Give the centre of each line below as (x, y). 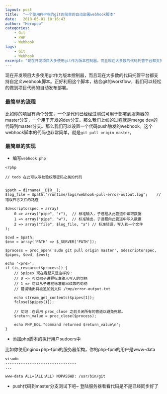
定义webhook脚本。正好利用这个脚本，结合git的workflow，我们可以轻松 (87, 81)
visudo (12, 359)
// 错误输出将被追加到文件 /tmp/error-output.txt (62, 289)
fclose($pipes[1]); (34, 302)
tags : (11, 47)
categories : (17, 28)
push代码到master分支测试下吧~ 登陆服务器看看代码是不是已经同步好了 (85, 386)
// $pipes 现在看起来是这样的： (44, 273)
